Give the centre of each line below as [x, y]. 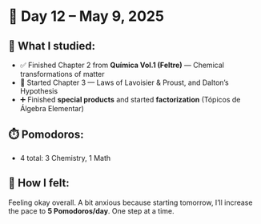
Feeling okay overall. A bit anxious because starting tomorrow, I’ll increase [130, 202]
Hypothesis [39, 91]
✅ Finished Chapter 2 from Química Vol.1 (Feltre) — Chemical [122, 65]
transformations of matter [62, 74]
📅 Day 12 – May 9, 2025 [86, 16]
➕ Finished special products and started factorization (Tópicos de [130, 100]
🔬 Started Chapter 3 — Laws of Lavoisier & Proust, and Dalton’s [124, 82]
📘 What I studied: [52, 46]
